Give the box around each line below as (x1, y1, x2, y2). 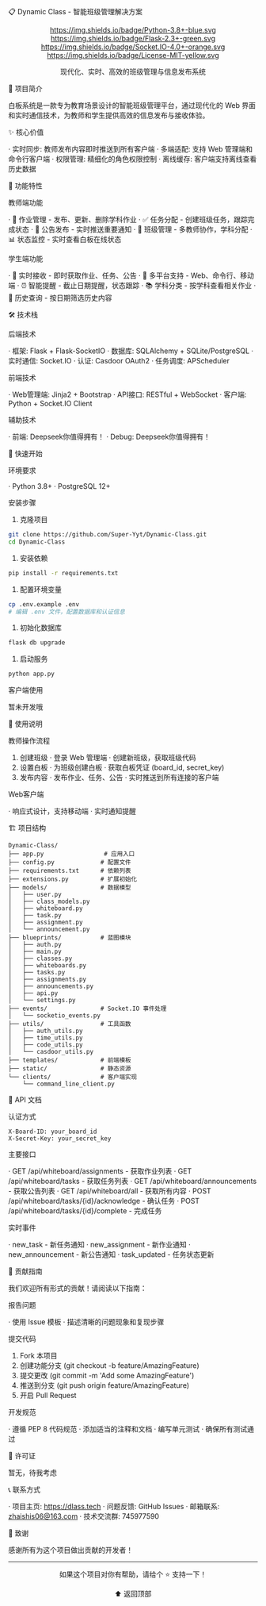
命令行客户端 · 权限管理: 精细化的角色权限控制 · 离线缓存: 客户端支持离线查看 (8, 154, 257, 163)
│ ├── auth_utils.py (8, 1027, 83, 1035)
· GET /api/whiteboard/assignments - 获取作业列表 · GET (8, 1166, 192, 1176)
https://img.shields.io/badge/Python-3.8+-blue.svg (50, 25, 216, 34)
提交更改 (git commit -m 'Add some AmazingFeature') (19, 1371, 195, 1381)
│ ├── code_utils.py (8, 1041, 83, 1049)
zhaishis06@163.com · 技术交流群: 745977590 (8, 1512, 160, 1521)
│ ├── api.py (8, 989, 59, 997)
